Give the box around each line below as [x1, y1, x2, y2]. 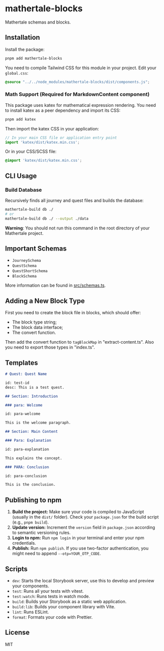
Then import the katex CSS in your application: [5, 125, 99, 131]
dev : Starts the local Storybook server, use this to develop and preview [12, 577, 154, 583]
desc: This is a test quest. [5, 385, 65, 390]
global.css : [5, 70, 28, 76]
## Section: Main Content [5, 429, 58, 434]
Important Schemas [5, 245, 67, 252]
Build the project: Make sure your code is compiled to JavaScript [12, 509, 144, 515]
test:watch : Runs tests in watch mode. [12, 593, 91, 599]
